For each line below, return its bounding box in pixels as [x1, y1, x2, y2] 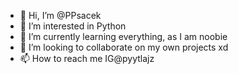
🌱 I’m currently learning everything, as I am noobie [19, 31, 228, 42]
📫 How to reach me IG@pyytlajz [19, 53, 155, 64]
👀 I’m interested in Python [19, 20, 127, 32]
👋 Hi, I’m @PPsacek [19, 10, 102, 21]
